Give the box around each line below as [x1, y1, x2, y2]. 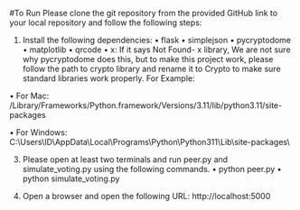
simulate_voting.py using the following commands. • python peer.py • [22, 164, 282, 174]
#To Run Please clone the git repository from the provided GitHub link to [9, 8, 278, 18]
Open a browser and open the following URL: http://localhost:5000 [22, 191, 271, 201]
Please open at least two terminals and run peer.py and [22, 154, 229, 165]
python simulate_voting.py [22, 173, 120, 184]
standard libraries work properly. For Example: [22, 73, 195, 84]
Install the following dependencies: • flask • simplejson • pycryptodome [22, 35, 292, 45]
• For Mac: [9, 90, 50, 101]
